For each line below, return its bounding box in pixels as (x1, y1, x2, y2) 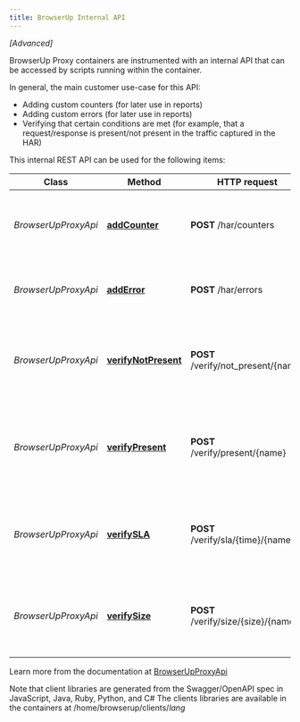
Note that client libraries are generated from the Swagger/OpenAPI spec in (9, 683, 284, 693)
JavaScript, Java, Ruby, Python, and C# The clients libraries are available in (9, 693, 287, 703)
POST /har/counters (190, 218, 275, 231)
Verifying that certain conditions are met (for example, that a (21, 118, 245, 129)
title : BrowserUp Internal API (9, 13, 126, 22)
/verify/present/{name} (190, 446, 287, 458)
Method (127, 175, 162, 188)
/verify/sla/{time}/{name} (190, 533, 295, 546)
